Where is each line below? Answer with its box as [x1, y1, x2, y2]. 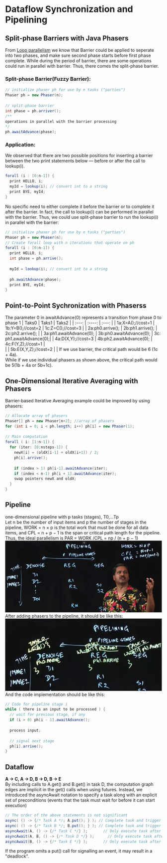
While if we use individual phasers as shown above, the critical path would [5, 357, 158, 363]
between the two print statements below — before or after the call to [5, 158, 146, 164]
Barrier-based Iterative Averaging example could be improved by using [5, 397, 150, 403]
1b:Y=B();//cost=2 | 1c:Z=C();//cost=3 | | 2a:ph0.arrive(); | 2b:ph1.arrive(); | [5, 325, 158, 331]
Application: [5, 141, 36, 148]
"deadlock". [5, 854, 29, 860]
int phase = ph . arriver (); [5, 108, 61, 113]
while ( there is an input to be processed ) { [5, 707, 106, 712]
